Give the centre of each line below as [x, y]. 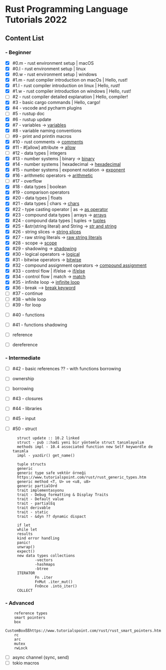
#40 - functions [28, 315]
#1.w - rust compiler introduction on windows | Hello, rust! [72, 91]
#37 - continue [28, 293]
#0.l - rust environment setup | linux [49, 69]
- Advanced [20, 603]
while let [27, 529]
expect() [26, 551]
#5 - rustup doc [28, 113]
